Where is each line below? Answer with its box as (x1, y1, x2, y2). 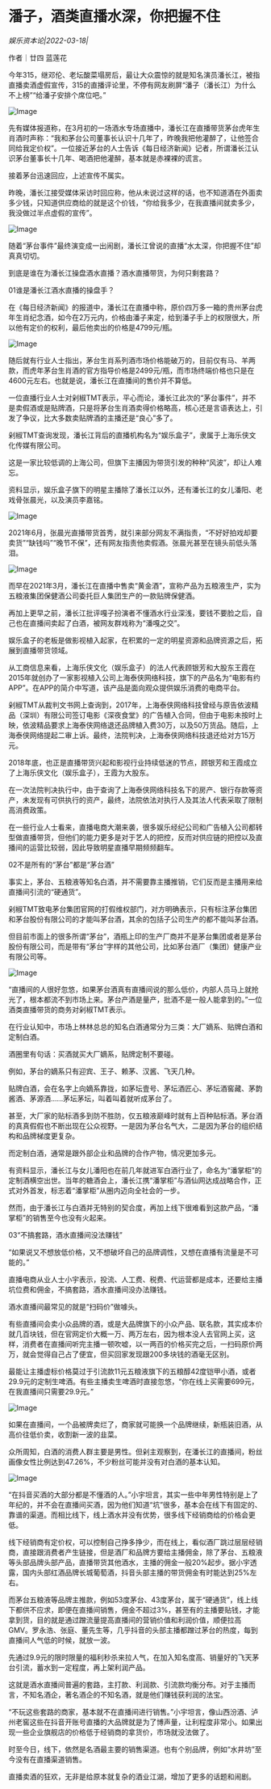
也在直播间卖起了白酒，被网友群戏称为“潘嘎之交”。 (15, 618, 185, 627)
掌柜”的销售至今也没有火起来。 (8, 1213, 111, 1222)
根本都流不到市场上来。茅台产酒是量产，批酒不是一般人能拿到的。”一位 (29, 994, 263, 1004)
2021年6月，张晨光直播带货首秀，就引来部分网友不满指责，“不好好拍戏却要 (8, 527, 258, 538)
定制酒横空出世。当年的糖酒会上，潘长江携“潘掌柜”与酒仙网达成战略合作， (8, 1175, 256, 1185)
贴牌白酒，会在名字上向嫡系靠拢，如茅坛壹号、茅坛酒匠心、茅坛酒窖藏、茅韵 (8, 1083, 263, 1093)
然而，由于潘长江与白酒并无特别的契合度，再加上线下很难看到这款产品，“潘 (8, 1202, 260, 1213)
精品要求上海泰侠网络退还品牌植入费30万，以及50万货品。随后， (35, 720, 252, 730)
